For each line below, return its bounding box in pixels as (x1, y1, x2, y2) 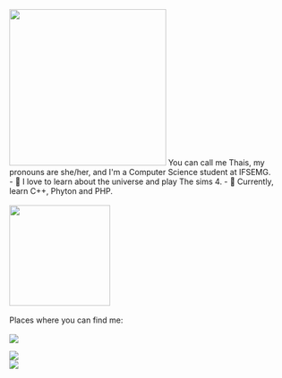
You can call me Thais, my (167, 157, 266, 168)
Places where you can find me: (9, 315, 124, 325)
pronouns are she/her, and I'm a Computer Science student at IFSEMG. (9, 167, 271, 177)
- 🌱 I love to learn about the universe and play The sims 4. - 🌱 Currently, (9, 176, 275, 187)
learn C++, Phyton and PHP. (9, 186, 114, 196)
